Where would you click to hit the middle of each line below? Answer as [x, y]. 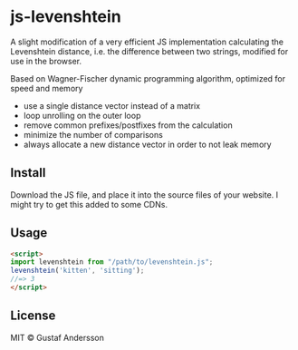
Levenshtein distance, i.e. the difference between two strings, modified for [149, 51]
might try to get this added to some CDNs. [89, 204]
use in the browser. [46, 61]
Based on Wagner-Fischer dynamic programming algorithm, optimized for [148, 78]
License [33, 316]
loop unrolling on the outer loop [82, 115]
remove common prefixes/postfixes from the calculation [128, 125]
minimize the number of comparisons [93, 134]
